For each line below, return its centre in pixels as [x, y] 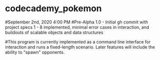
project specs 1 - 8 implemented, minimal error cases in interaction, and [77, 27]
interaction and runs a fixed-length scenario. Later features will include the [80, 47]
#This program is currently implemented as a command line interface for [78, 41]
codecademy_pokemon [53, 9]
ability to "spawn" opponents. [35, 52]
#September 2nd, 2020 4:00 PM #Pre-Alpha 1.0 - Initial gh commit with [77, 22]
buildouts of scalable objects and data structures [54, 32]
